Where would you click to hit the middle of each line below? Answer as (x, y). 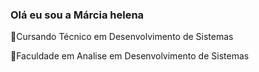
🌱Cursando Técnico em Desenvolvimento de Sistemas (122, 37)
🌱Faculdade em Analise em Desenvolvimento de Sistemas (130, 56)
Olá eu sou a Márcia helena (77, 15)
